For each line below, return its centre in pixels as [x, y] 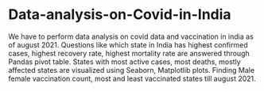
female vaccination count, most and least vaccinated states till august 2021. [132, 78]
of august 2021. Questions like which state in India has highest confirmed [128, 44]
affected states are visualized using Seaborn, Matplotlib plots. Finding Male [132, 70]
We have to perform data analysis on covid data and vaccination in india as [131, 36]
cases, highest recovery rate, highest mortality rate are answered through [129, 53]
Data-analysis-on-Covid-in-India [120, 15]
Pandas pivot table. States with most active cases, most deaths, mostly [124, 62]
